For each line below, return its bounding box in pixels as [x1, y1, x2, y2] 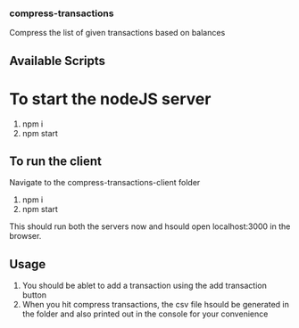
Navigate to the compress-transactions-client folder [9, 177, 201, 188]
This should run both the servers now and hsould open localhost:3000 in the [9, 221, 291, 232]
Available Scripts [9, 53, 105, 69]
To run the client [9, 154, 103, 169]
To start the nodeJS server [9, 88, 212, 109]
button [21, 290, 47, 300]
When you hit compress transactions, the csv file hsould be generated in [21, 299, 290, 310]
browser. [9, 231, 42, 242]
